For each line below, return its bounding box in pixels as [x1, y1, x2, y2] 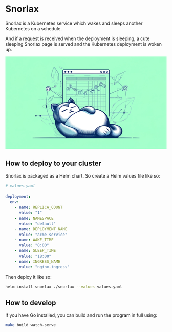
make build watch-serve [5, 323, 56, 328]
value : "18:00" [18, 253, 52, 259]
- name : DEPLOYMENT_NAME [14, 226, 68, 231]
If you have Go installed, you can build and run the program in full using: [5, 312, 158, 318]
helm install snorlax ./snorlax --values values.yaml [5, 284, 123, 289]
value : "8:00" [18, 243, 50, 248]
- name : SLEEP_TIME [14, 248, 56, 253]
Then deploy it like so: [5, 274, 52, 280]
